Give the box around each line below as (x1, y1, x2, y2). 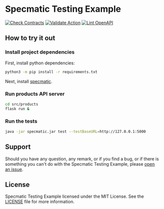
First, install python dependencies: (5, 60, 75, 66)
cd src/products (5, 102, 38, 107)
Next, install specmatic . (5, 78, 53, 84)
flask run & (5, 106, 29, 111)
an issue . (5, 166, 24, 172)
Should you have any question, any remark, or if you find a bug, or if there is (5, 156, 159, 162)
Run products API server (5, 90, 65, 97)
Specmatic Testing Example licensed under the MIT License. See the (5, 193, 144, 200)
